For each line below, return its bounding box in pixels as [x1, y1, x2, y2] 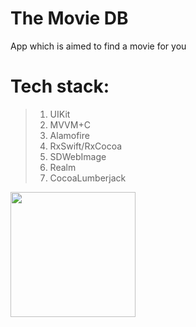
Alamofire [49, 129, 90, 141]
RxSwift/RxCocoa [49, 140, 123, 152]
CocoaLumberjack [49, 172, 127, 184]
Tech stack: [10, 75, 110, 98]
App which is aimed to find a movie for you [10, 40, 187, 52]
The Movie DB [10, 7, 129, 30]
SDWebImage [49, 150, 107, 162]
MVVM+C [49, 118, 91, 131]
